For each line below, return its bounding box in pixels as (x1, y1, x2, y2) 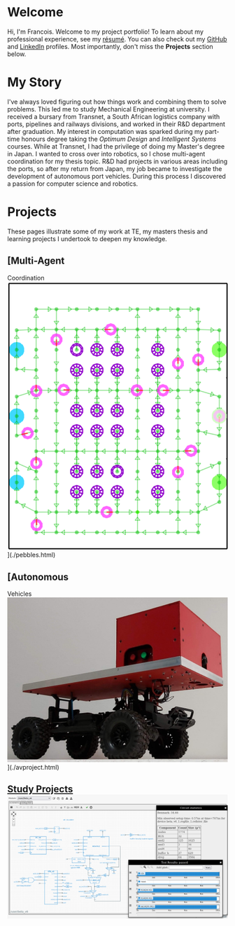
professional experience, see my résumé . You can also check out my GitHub (7, 34, 227, 43)
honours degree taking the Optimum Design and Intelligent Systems (21, 135, 217, 143)
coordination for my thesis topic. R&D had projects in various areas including (7, 157, 228, 165)
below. (7, 50, 27, 58)
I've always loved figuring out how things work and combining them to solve (7, 97, 227, 106)
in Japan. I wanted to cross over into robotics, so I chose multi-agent (7, 149, 206, 158)
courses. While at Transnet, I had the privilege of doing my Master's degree (7, 142, 225, 151)
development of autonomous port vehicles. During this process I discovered (7, 172, 226, 180)
